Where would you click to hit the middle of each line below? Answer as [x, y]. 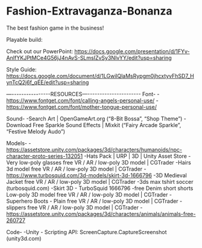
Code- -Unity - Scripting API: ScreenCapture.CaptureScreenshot [87, 232]
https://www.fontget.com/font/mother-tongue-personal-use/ [81, 106]
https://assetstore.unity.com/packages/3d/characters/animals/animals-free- [101, 214]
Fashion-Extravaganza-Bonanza [89, 11]
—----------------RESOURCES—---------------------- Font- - [83, 94]
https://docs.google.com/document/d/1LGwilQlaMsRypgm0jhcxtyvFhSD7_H [100, 76]
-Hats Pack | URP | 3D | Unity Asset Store [135, 156]
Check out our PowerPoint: [40, 51]
